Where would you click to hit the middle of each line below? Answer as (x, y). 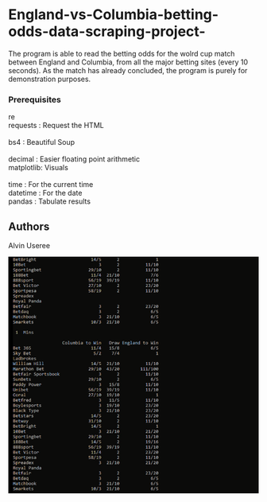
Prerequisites (35, 99)
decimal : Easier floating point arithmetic (74, 159)
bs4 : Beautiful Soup (42, 142)
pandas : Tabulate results (50, 201)
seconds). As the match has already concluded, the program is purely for (128, 70)
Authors (29, 226)
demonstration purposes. (50, 79)
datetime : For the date (45, 193)
